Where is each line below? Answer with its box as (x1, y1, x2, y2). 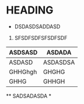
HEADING (6, 4, 54, 17)
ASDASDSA (43, 58, 75, 66)
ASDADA (46, 48, 72, 56)
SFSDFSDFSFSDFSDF (14, 34, 68, 41)
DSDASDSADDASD (14, 23, 61, 30)
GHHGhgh (9, 68, 37, 76)
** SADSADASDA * (6, 92, 51, 99)
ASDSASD (9, 48, 38, 56)
